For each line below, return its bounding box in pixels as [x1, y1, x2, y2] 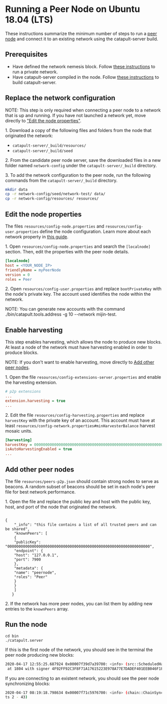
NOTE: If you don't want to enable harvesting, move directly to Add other [5, 359, 155, 365]
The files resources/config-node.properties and [5, 223, 104, 229]
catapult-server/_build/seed [12, 148, 73, 153]
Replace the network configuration [5, 94, 116, 103]
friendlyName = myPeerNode [5, 267, 61, 272]
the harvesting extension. [5, 379, 57, 385]
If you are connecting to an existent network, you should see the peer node [5, 675, 159, 681]
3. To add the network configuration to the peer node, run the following [5, 172, 151, 178]
